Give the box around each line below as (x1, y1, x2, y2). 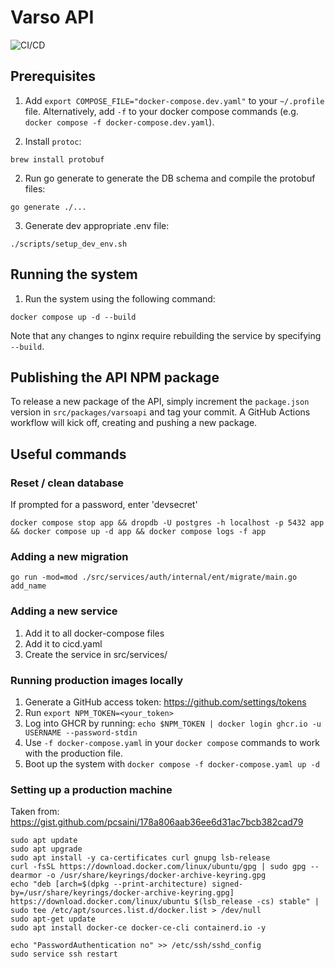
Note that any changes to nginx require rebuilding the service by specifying (10, 329, 322, 341)
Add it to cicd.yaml (24, 637, 103, 650)
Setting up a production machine (10, 782, 173, 796)
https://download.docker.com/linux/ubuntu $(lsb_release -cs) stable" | (10, 897, 320, 907)
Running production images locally (10, 673, 183, 687)
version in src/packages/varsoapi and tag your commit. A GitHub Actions (10, 406, 311, 418)
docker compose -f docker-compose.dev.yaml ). (24, 116, 215, 128)
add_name (10, 581, 47, 591)
